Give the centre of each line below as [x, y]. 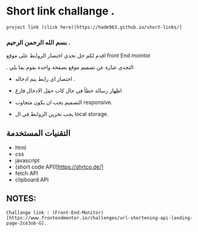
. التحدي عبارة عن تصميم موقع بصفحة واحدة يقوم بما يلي [70, 67]
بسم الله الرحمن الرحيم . [38, 42]
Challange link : [28, 213]
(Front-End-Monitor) [78, 213]
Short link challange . [60, 11]
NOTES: [21, 198]
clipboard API [32, 180]
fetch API [26, 173]
